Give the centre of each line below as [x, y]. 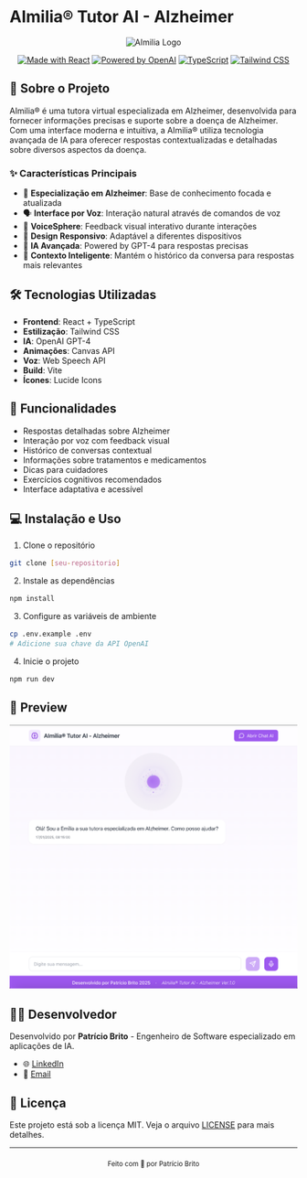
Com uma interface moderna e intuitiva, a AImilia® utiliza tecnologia [137, 130]
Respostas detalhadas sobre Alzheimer [96, 431]
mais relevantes [53, 265]
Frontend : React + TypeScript [79, 321]
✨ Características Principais [73, 173]
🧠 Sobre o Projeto [60, 89]
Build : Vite [42, 370]
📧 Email [37, 1074]
